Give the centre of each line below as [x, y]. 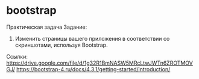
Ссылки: [17, 56]
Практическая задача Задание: [47, 27]
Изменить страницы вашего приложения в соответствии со [92, 38]
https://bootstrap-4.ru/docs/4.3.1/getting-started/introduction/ [93, 69]
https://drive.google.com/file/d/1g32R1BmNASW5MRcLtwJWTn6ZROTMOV [99, 63]
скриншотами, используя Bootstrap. [61, 45]
